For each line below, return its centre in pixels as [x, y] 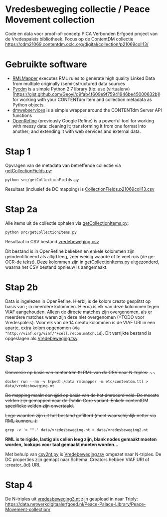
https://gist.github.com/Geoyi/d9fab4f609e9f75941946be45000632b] [87, 94]
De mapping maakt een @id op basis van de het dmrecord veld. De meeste [82, 395]
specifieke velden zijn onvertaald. [40, 406]
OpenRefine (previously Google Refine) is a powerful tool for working [83, 120]
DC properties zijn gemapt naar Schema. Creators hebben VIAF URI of [77, 459]
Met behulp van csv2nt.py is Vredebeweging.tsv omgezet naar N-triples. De [83, 454]
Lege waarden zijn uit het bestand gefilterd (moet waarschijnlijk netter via [81, 415]
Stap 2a [21, 209]
